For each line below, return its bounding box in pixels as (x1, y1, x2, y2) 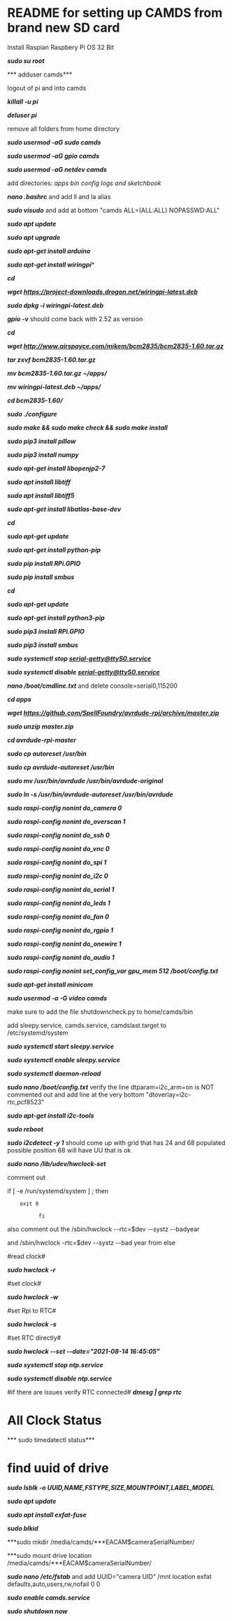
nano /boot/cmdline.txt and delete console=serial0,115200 (7, 681, 178, 690)
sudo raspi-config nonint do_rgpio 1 (7, 925, 114, 934)
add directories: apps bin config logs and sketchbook (7, 179, 162, 187)
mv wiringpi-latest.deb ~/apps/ (7, 382, 101, 391)
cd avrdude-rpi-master (7, 735, 77, 744)
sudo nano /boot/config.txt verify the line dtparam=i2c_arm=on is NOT (7, 1083, 215, 1091)
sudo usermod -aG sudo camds (7, 138, 101, 147)
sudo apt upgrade (7, 233, 61, 241)
